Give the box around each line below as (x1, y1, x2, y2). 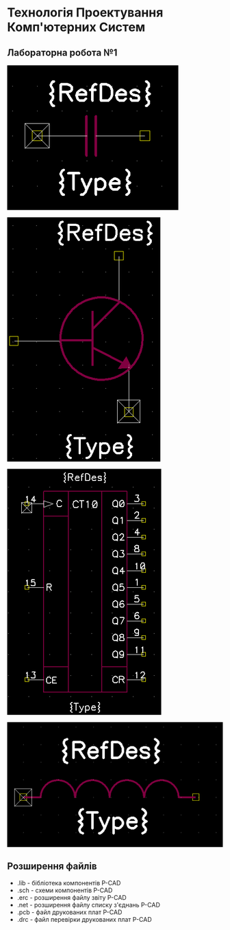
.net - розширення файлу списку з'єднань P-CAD (16, 900, 161, 909)
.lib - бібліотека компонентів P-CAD (16, 878, 121, 887)
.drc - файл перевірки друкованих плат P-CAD (16, 915, 152, 923)
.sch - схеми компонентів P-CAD (16, 886, 113, 894)
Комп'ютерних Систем (7, 19, 146, 35)
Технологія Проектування (7, 5, 164, 21)
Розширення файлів (7, 861, 97, 872)
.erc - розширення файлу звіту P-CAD (16, 893, 127, 901)
